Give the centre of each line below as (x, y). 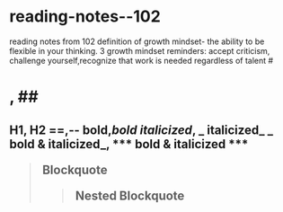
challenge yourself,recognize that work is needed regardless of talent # (141, 60)
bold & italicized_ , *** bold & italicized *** (129, 144)
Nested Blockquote (130, 195)
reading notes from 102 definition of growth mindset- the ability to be (137, 41)
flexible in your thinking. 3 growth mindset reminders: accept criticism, (140, 50)
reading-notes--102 (85, 17)
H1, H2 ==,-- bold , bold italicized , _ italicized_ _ (141, 130)
